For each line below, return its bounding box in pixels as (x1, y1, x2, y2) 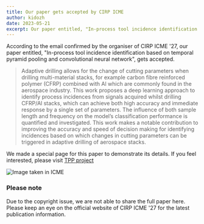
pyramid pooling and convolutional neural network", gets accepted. (6, 55, 175, 63)
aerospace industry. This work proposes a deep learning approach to (21, 86, 195, 94)
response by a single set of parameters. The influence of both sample (21, 106, 197, 113)
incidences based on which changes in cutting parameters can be (21, 132, 187, 139)
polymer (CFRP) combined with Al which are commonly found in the (21, 80, 192, 88)
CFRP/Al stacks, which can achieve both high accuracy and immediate (21, 100, 199, 107)
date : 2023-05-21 (6, 20, 51, 26)
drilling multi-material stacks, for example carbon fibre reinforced (21, 74, 186, 81)
